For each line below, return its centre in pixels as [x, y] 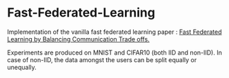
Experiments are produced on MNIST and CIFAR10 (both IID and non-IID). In [114, 52]
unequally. [22, 67]
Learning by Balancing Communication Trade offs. [78, 39]
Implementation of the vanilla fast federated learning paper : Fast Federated [114, 32]
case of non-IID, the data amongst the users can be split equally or [102, 59]
